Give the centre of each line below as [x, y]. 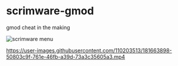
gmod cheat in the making [38, 27]
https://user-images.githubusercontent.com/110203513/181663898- [89, 50]
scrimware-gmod [50, 11]
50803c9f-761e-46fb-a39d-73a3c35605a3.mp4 [66, 56]
